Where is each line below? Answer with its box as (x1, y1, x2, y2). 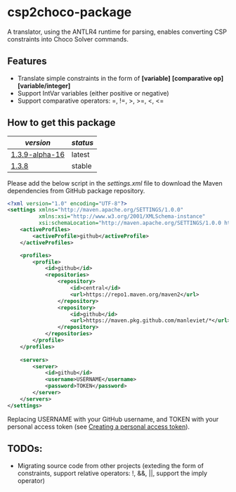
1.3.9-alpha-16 (11, 149, 65, 159)
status (71, 138, 93, 148)
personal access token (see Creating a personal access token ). (7, 422, 190, 431)
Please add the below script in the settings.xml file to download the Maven (7, 179, 223, 187)
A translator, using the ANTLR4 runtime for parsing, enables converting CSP (7, 27, 227, 36)
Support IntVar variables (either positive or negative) (17, 89, 170, 97)
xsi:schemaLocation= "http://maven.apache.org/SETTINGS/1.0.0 (38, 219, 221, 227)
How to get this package (7, 117, 116, 129)
